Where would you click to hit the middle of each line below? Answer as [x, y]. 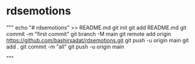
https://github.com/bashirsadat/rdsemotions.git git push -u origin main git [97, 40]
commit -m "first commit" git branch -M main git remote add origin [89, 33]
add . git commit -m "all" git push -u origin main [65, 47]
